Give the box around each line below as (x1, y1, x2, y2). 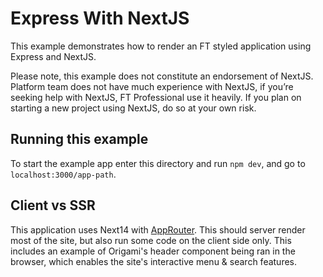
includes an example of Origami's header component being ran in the (10, 245, 296, 257)
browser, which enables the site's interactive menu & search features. (10, 255, 298, 267)
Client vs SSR (10, 197, 96, 214)
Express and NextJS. (10, 50, 97, 62)
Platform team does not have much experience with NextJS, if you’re (10, 80, 294, 92)
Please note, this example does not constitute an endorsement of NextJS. (10, 70, 314, 82)
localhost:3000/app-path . (10, 168, 117, 180)
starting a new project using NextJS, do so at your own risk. (10, 102, 257, 114)
